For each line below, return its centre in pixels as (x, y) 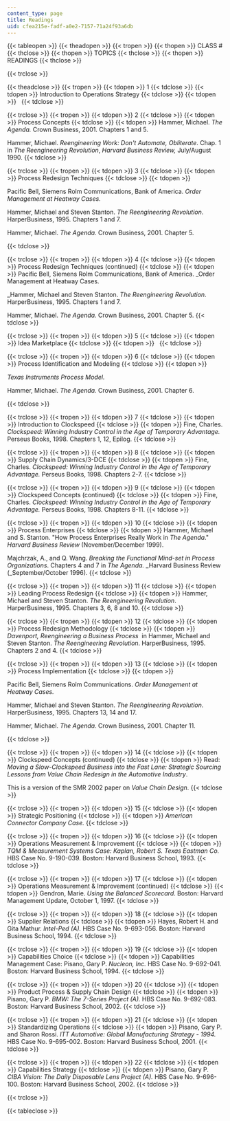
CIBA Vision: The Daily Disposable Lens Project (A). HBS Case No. (101, 1077)
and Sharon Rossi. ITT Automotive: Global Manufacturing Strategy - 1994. (112, 1034)
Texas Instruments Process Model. (56, 377)
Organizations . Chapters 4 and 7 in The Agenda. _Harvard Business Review (114, 565)
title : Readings (30, 20)
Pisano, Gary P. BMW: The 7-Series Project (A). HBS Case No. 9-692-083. (112, 999)
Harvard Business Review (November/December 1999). (85, 545)
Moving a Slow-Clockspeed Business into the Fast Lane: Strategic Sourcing (114, 767)
